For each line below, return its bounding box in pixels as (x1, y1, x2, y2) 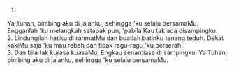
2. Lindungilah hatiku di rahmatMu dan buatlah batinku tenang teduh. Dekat (7, 34, 224, 42)
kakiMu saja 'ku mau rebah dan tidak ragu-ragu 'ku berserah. (7, 41, 183, 49)
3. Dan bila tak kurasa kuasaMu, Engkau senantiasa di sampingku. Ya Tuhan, (7, 48, 228, 57)
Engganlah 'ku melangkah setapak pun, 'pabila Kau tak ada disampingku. (7, 27, 218, 34)
